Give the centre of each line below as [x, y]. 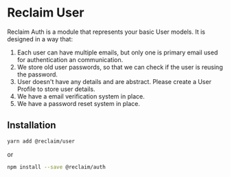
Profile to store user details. [56, 89]
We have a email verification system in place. [81, 96]
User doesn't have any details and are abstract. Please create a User [114, 81]
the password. [37, 74]
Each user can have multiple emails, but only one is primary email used [117, 52]
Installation [32, 125]
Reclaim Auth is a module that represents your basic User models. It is [106, 32]
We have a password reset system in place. [79, 103]
